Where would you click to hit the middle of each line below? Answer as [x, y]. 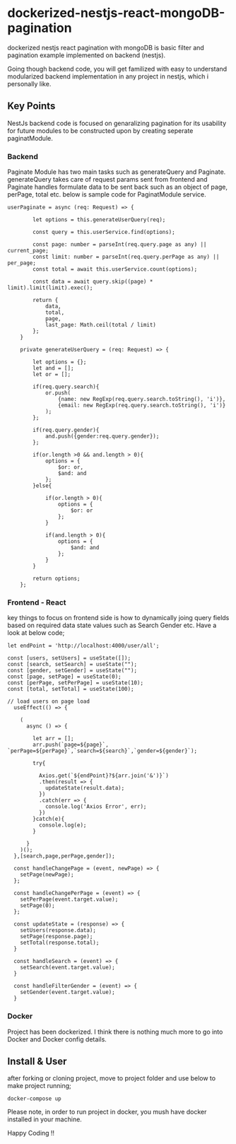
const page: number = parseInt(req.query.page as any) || [120, 245]
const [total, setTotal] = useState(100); [71, 689]
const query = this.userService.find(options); [104, 232]
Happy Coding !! [31, 1133]
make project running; [40, 1086]
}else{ [42, 486]
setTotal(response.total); [60, 943]
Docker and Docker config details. [57, 1039]
